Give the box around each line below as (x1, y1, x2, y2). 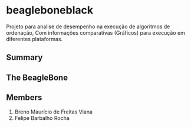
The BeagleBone (6, 72, 68, 82)
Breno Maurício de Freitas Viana (14, 108, 93, 115)
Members (6, 92, 42, 103)
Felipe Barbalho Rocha (14, 114, 70, 121)
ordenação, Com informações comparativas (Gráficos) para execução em (6, 29, 186, 36)
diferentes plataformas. (6, 35, 63, 42)
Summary (6, 52, 43, 62)
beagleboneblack (6, 4, 93, 17)
